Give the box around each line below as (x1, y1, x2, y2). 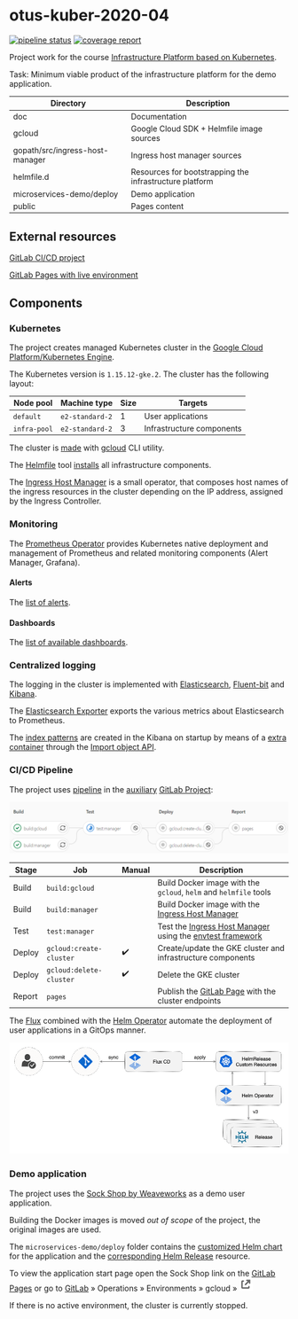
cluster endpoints (157, 995, 222, 1006)
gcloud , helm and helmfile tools (157, 887, 271, 898)
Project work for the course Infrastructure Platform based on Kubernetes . (9, 51, 278, 62)
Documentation (130, 111, 188, 121)
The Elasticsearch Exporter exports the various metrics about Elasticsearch (9, 706, 285, 716)
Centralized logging (9, 659, 96, 672)
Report (12, 990, 38, 1002)
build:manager (46, 905, 99, 914)
